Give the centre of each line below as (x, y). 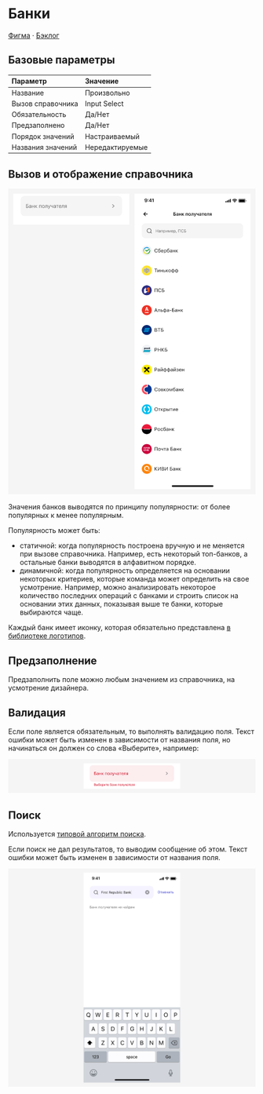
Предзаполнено (38, 126)
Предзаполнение (53, 660)
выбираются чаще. (51, 612)
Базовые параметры (62, 60)
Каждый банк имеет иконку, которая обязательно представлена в (120, 628)
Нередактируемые (117, 147)
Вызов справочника (45, 104)
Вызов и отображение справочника (101, 174)
